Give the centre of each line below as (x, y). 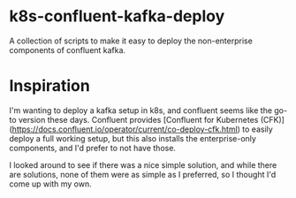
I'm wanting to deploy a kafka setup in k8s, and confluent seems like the (140, 110)
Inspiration (49, 86)
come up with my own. (50, 184)
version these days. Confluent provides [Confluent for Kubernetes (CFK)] (152, 119)
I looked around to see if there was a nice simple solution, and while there (143, 164)
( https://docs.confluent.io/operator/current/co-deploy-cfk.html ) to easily (141, 129)
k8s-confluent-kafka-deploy (117, 16)
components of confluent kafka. (68, 49)
